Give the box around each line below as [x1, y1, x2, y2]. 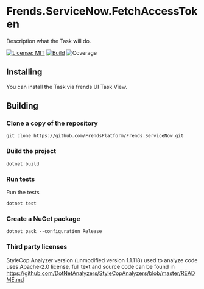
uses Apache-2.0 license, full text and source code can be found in [6, 263, 175, 270]
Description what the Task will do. [6, 37, 91, 45]
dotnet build [6, 160, 40, 167]
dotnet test [6, 201, 37, 207]
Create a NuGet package [6, 215, 80, 223]
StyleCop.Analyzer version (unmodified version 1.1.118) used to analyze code [6, 256, 198, 263]
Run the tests [6, 189, 40, 196]
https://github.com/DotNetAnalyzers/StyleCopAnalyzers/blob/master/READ [6, 269, 195, 277]
